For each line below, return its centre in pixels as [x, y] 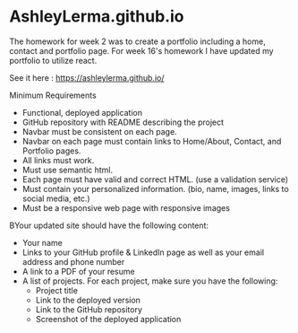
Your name [42, 242]
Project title [57, 290]
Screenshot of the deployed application [108, 319]
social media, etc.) [56, 198]
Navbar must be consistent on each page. [99, 131]
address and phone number [73, 261]
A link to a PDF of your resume [79, 271]
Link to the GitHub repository [89, 309]
